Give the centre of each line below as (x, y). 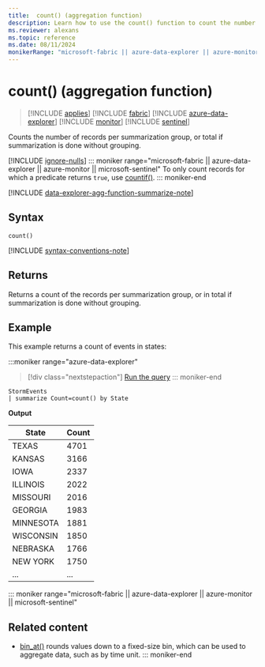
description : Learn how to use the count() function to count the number (132, 23)
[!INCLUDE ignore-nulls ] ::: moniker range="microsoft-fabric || (109, 160)
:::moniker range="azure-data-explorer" (73, 362)
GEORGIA (30, 511)
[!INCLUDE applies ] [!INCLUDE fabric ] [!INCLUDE (107, 113)
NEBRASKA (34, 548)
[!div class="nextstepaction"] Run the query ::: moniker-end (125, 377)
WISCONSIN (35, 536)
